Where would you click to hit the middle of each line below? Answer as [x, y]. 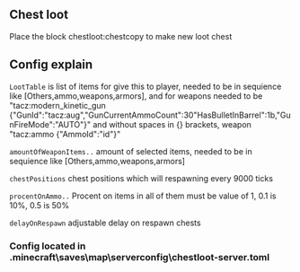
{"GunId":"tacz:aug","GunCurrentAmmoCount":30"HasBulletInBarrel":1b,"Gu [150, 115]
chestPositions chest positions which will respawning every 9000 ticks [141, 178]
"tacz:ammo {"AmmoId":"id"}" [65, 134]
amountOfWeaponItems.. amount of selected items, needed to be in [131, 151]
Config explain [51, 65]
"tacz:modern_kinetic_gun [57, 105]
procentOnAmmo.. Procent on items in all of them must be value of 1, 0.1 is [143, 196]
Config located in [48, 246]
